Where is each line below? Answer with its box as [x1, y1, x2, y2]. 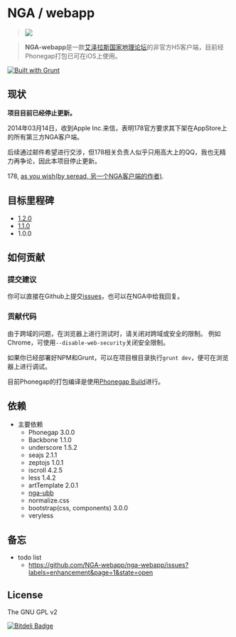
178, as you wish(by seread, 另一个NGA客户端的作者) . [7, 172, 164, 180]
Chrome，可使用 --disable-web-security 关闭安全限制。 [7, 338, 169, 347]
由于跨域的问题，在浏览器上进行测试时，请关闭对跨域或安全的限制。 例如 [7, 329, 221, 337]
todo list [17, 553, 42, 562]
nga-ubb [28, 489, 55, 498]
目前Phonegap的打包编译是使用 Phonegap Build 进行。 [7, 377, 165, 386]
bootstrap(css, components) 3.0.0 [28, 504, 128, 512]
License [7, 589, 43, 601]
